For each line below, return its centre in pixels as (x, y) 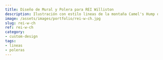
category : (15, 32)
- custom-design (21, 37)
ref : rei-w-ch (19, 28)
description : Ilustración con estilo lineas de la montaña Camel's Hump (80, 14)
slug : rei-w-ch (20, 23)
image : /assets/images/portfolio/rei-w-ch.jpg (53, 18)
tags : (10, 41)
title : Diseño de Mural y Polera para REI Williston (59, 9)
